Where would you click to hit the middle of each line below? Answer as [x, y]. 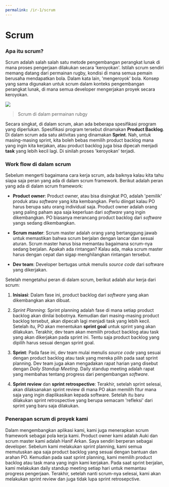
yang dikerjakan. [30, 270]
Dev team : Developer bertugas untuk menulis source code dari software [88, 264]
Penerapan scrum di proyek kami [47, 419]
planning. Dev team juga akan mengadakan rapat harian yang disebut [85, 363]
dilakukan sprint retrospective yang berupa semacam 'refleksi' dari [83, 400]
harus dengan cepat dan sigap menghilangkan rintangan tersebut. [82, 255]
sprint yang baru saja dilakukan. [46, 406]
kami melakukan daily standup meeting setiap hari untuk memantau [76, 468]
